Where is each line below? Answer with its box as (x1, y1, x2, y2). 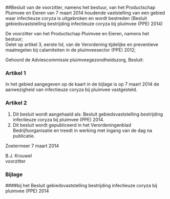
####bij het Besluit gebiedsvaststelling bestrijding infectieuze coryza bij (5, 182, 158, 188)
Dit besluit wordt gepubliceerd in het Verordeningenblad (12, 122, 132, 128)
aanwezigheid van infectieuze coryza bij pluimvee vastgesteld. (5, 86, 138, 93)
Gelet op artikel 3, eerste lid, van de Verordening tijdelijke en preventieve (5, 41, 159, 48)
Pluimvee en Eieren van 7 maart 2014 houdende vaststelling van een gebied (5, 10, 165, 16)
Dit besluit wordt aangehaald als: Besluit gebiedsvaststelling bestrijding (12, 111, 163, 117)
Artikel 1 (5, 69, 26, 76)
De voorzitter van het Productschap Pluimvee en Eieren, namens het (5, 31, 150, 36)
